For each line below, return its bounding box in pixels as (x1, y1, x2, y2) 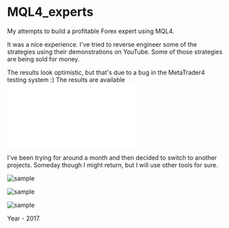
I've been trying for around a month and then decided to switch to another (7, 153, 217, 162)
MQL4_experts (7, 4, 94, 20)
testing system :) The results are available (7, 75, 126, 83)
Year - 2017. (7, 214, 41, 222)
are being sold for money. (7, 54, 80, 63)
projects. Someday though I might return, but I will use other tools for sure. (7, 160, 219, 169)
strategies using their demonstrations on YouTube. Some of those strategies (7, 48, 223, 56)
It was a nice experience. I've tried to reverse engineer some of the (7, 40, 197, 48)
